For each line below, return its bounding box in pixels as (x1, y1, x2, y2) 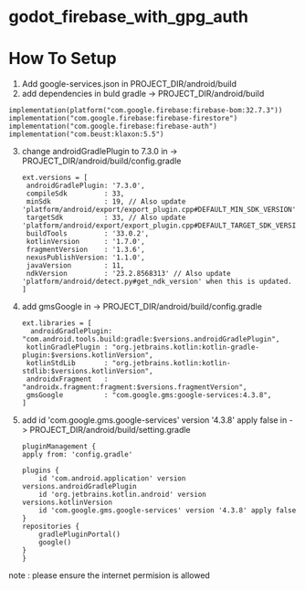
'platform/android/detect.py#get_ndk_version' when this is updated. (21, 277, 293, 287)
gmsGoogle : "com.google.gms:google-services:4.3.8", (26, 391, 272, 400)
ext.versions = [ (21, 174, 89, 183)
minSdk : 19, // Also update (26, 197, 186, 206)
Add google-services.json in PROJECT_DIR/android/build (21, 79, 237, 90)
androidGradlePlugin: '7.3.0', (26, 181, 145, 191)
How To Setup (8, 48, 117, 69)
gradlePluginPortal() (38, 530, 121, 540)
